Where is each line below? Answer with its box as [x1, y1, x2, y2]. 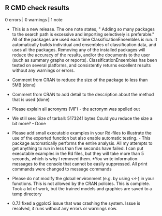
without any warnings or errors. [12, 67, 75, 73]
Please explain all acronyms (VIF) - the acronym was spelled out [12, 106, 140, 112]
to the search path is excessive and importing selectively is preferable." [12, 31, 155, 37]
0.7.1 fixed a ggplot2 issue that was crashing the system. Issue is [12, 200, 141, 206]
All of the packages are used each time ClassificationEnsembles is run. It [12, 36, 157, 42]
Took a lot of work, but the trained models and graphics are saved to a [12, 185, 152, 191]
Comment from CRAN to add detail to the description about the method [12, 91, 154, 97]
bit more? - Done [12, 120, 46, 126]
